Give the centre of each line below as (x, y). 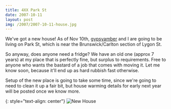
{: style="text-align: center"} (35, 101)
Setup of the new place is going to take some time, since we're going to (81, 80)
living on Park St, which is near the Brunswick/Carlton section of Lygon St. (84, 45)
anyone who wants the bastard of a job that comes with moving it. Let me (83, 65)
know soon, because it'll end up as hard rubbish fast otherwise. (72, 71)
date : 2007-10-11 (24, 15)
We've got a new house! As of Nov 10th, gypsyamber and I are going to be (84, 39)
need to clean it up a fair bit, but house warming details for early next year (83, 86)
